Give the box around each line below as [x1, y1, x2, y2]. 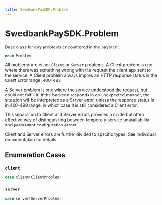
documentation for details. [5, 137, 58, 142]
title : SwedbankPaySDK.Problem [5, 7, 68, 12]
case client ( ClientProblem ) [5, 175, 62, 180]
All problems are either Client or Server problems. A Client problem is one [5, 62, 153, 68]
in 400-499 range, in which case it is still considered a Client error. [5, 102, 138, 108]
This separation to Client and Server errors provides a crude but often [5, 112, 144, 118]
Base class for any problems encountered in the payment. [5, 44, 120, 50]
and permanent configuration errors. [5, 122, 78, 128]
